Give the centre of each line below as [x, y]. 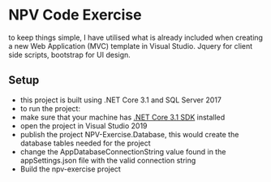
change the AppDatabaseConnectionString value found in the [123, 151]
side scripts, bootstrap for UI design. [70, 54]
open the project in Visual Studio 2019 [84, 126]
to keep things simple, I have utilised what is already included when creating [136, 37]
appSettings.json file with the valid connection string [108, 160]
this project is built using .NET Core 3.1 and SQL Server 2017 [120, 100]
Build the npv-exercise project [71, 169]
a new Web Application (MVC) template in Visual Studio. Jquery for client [131, 45]
